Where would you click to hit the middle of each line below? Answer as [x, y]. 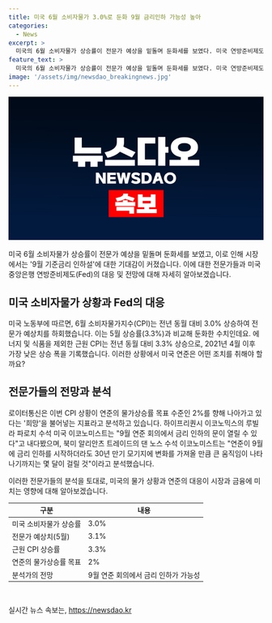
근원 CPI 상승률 [36, 549]
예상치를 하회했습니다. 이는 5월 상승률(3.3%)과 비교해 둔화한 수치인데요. [137, 334]
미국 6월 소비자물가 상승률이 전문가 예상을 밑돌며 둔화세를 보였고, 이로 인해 [126, 254]
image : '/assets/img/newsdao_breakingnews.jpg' [90, 77]
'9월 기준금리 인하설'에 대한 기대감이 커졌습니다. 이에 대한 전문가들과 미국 [145, 264]
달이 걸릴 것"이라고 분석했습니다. [103, 463]
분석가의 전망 [33, 574]
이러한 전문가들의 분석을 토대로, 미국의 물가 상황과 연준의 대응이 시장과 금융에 [130, 480]
